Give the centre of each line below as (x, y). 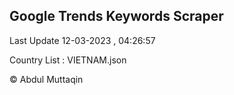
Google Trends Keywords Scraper (116, 16)
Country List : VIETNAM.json (68, 60)
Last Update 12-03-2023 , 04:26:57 (82, 40)
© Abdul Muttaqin (46, 79)
